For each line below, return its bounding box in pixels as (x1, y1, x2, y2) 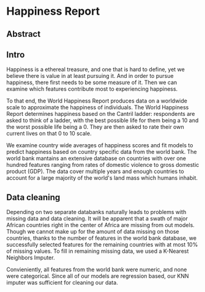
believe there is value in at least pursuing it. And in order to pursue (6, 72, 174, 80)
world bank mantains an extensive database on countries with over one (6, 155, 187, 162)
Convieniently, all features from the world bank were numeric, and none (6, 266, 187, 274)
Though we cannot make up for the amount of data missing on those (6, 228, 179, 236)
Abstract (6, 29, 41, 39)
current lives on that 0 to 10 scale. (6, 130, 92, 137)
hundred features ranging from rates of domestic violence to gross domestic (6, 161, 199, 169)
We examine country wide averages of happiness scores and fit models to (6, 142, 193, 149)
